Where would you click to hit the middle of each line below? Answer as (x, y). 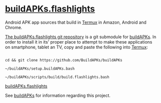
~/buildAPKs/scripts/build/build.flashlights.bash (57, 77)
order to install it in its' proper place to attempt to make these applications (79, 42)
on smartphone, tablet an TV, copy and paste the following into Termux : (76, 47)
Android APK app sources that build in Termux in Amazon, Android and (76, 22)
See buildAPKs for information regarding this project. (58, 95)
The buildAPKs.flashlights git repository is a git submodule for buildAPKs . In (81, 37)
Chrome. (14, 27)
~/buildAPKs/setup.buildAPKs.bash (40, 69)
